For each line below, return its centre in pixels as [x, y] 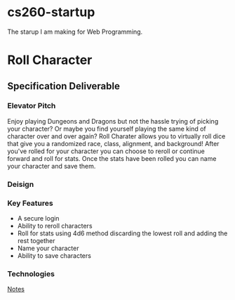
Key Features [31, 203]
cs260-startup [51, 12]
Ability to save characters [54, 256]
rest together [36, 241]
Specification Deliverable [64, 86]
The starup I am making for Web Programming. [75, 32]
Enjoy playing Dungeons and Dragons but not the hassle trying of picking [113, 121]
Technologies [31, 273]
